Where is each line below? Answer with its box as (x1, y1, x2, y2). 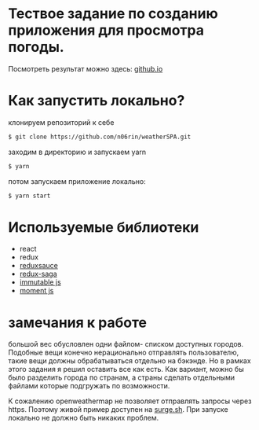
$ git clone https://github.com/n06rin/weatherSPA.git (8, 133, 192, 141)
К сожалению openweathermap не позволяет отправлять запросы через (8, 396, 252, 406)
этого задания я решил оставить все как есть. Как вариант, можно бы (8, 365, 245, 374)
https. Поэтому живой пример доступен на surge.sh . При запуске (8, 405, 229, 414)
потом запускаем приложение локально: (8, 176, 147, 186)
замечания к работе (8, 314, 148, 331)
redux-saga (19, 269, 57, 279)
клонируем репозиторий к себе (8, 117, 115, 127)
